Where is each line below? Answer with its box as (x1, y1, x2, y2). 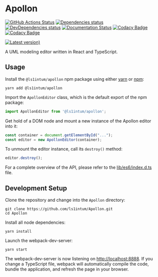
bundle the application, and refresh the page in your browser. (5, 266, 129, 272)
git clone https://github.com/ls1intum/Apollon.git (5, 207, 113, 212)
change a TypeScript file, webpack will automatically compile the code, (5, 261, 149, 267)
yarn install (5, 229, 32, 234)
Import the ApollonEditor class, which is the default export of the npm (5, 94, 147, 100)
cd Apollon (5, 211, 27, 216)
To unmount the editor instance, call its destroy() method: (5, 146, 123, 152)
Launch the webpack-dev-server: (5, 238, 73, 244)
